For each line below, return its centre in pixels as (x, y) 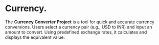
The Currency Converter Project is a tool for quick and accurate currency (80, 22)
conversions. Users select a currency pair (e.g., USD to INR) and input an (79, 27)
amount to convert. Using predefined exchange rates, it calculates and (76, 32)
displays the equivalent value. (35, 37)
